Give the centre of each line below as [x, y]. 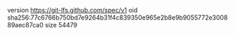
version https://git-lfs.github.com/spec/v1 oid [73, 10]
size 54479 [61, 25]
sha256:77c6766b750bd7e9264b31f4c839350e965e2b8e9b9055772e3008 [117, 17]
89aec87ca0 [26, 25]
